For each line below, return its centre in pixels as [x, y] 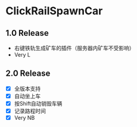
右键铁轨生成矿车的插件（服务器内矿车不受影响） [74, 48]
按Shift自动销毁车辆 [38, 103]
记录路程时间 [30, 111]
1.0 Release [27, 33]
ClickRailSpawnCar [54, 11]
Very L [22, 55]
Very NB [24, 118]
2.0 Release [28, 74]
